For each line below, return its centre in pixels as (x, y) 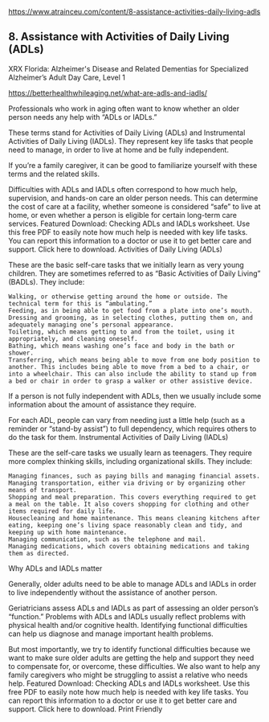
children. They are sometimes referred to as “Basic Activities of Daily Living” (134, 273)
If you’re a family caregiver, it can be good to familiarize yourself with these (133, 165)
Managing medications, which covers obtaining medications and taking (129, 546)
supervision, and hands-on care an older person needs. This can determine (133, 198)
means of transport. (43, 490)
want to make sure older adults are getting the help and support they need (131, 658)
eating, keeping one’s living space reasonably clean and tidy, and (125, 525)
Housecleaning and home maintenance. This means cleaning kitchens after (134, 518)
